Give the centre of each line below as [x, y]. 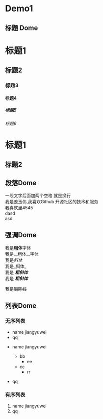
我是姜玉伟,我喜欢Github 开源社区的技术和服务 [52, 202]
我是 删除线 [16, 289]
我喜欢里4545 [19, 208]
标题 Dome [22, 28]
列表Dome [21, 306]
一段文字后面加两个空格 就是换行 [38, 196]
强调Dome [21, 235]
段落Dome [21, 183]
